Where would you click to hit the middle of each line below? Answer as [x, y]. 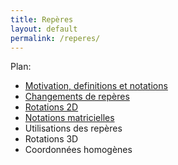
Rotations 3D [51, 139]
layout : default [44, 29]
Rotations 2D [51, 107]
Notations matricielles [69, 118]
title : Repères [42, 19]
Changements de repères [77, 97]
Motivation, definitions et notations [96, 86]
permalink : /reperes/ [55, 38]
